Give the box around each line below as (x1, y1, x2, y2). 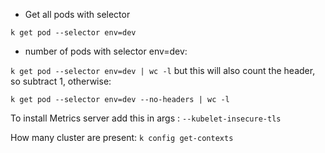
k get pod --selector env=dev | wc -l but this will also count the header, (10, 65, 316, 76)
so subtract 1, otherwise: (10, 75, 112, 87)
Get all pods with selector (24, 9, 131, 20)
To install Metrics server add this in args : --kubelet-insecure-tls (10, 112, 282, 124)
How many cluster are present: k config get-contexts (10, 132, 234, 143)
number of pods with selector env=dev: (24, 45, 188, 57)
